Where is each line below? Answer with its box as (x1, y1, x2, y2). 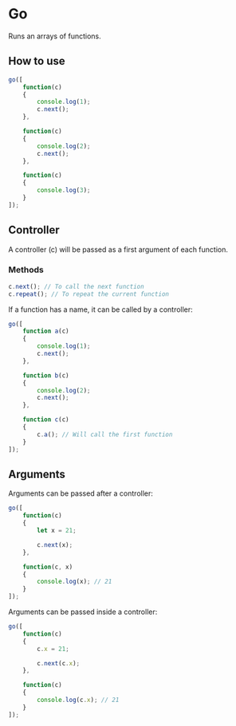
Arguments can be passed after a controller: (8, 489, 154, 498)
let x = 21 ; (37, 527, 77, 535)
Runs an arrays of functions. (8, 31, 101, 41)
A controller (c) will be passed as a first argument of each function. (8, 245, 229, 254)
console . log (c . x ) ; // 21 (37, 696, 120, 704)
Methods (8, 265, 44, 276)
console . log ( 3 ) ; (37, 186, 91, 194)
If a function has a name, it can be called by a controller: (8, 305, 193, 314)
